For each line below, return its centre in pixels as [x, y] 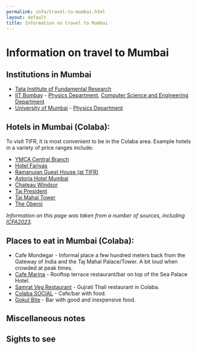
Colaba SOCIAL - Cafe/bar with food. [60, 293]
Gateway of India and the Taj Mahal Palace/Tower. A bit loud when [96, 262]
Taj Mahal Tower [35, 198]
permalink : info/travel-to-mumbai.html [56, 12]
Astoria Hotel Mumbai [41, 179]
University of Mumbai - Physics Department [69, 108]
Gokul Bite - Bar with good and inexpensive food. [75, 300]
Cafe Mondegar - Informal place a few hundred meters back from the [100, 255]
